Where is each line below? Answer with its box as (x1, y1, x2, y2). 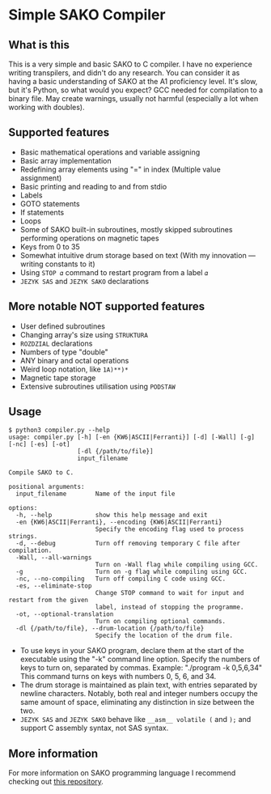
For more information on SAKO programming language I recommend (8, 768, 236, 778)
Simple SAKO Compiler (8, 6, 166, 24)
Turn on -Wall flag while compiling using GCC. (95, 561, 259, 569)
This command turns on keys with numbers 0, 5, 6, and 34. (19, 672, 217, 681)
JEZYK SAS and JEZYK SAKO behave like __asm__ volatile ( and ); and (19, 715, 252, 724)
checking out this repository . (8, 777, 104, 787)
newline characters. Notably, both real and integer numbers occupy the (19, 689, 258, 698)
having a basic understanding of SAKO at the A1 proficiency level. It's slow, (8, 77, 258, 86)
